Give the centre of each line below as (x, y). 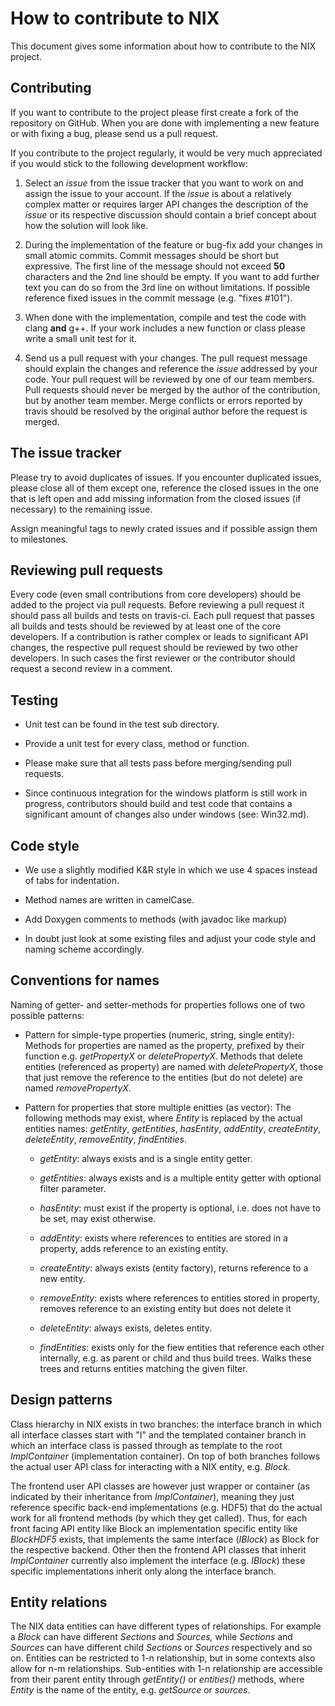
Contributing (51, 88)
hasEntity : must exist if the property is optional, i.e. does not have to (180, 1208)
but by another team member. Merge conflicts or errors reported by (163, 400)
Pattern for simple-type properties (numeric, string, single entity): (159, 1034)
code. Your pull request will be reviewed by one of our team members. (169, 379)
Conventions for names (85, 980)
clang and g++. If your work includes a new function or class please (165, 328)
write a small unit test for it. (80, 338)
